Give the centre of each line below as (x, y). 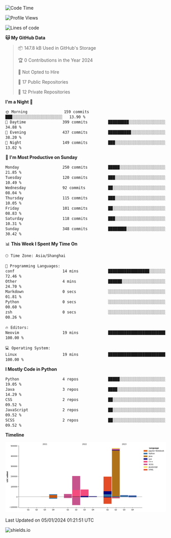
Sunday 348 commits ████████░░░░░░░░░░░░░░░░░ (86, 229)
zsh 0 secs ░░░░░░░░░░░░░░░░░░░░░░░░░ (86, 312)
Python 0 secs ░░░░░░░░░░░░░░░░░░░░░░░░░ (86, 302)
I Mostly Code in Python (31, 369)
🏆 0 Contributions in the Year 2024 (55, 60)
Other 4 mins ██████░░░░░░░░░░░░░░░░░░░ (86, 282)
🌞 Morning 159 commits (47, 112)
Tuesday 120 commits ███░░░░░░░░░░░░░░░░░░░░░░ (86, 177)
